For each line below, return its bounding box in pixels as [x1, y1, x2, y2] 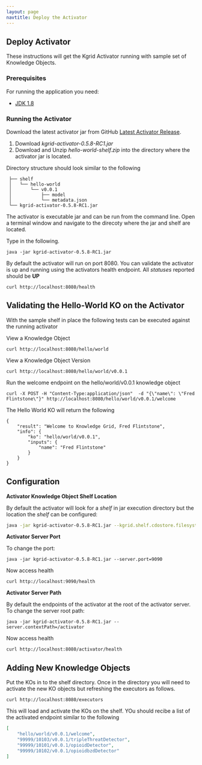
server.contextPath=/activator [6, 624, 85, 630]
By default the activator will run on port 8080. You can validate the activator [6, 260, 194, 267]
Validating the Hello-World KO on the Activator [6, 301, 185, 311]
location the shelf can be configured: [6, 510, 98, 518]
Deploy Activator [6, 37, 71, 47]
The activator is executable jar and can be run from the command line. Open [6, 213, 195, 220]
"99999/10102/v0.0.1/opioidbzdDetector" [17, 748, 120, 754]
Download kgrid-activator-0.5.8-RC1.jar [14, 140, 113, 147]
